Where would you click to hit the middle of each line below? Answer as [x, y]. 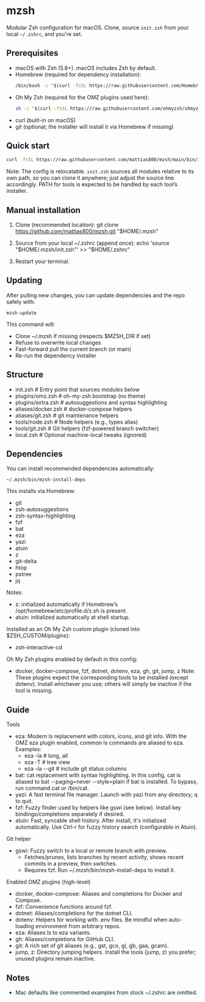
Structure [25, 375]
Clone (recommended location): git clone [67, 225]
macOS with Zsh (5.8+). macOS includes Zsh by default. [86, 68]
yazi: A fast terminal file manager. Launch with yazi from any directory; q [106, 795]
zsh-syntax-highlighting [45, 516]
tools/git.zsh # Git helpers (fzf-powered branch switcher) [87, 428]
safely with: [21, 301]
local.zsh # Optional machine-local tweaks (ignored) [81, 434]
